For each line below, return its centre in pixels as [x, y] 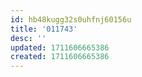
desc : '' [28, 38]
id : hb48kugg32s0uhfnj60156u [71, 19]
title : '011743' [44, 29]
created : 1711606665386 [60, 57]
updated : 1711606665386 [60, 47]
